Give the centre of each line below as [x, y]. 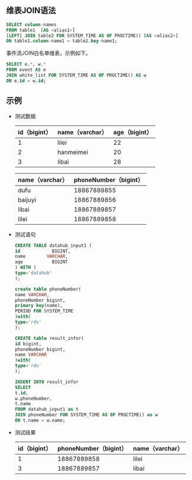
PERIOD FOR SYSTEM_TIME [44, 311]
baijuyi [27, 200]
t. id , [21, 393]
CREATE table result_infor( [49, 338]
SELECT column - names [32, 25]
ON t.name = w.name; [40, 420]
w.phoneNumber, [33, 398]
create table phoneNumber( [48, 289]
